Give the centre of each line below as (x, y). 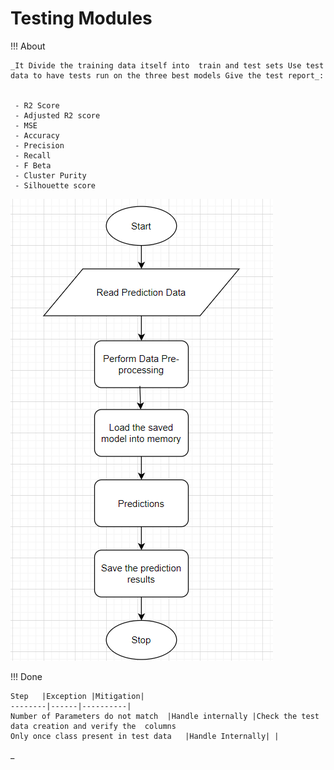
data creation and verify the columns (93, 726)
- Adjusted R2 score (57, 115)
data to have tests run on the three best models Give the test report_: (167, 75)
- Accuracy (37, 135)
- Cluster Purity (50, 175)
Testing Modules (81, 18)
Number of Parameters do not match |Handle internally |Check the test (165, 716)
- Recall (33, 155)
